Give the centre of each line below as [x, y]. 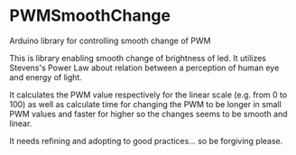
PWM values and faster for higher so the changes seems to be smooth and [148, 114]
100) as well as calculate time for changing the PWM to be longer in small [145, 104]
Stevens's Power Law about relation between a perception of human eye [144, 68]
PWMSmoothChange [90, 16]
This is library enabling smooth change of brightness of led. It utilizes [138, 58]
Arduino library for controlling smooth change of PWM [110, 41]
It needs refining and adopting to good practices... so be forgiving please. [146, 141]
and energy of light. [46, 77]
